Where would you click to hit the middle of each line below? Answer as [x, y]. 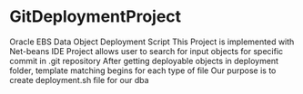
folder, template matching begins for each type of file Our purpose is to [143, 70]
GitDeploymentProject [96, 17]
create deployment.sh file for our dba [79, 80]
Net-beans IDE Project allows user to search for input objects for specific [146, 51]
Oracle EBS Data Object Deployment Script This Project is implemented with [152, 42]
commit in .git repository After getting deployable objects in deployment [144, 61]
